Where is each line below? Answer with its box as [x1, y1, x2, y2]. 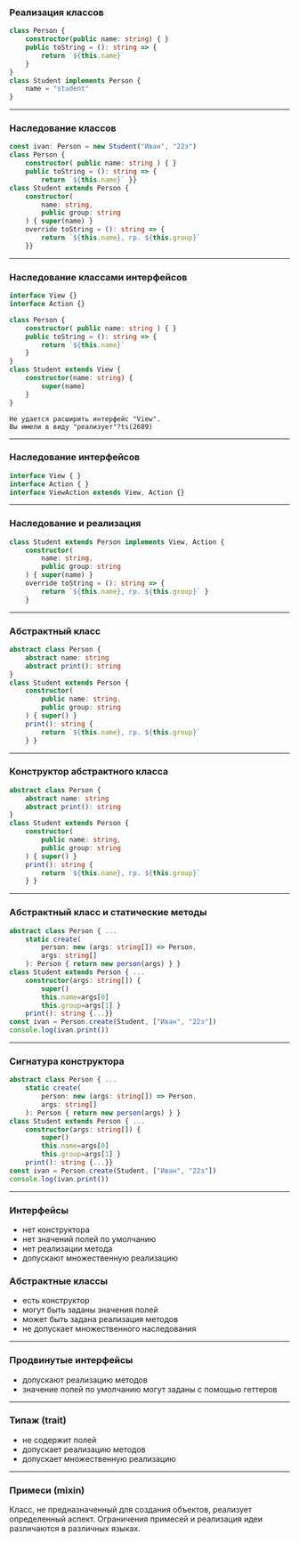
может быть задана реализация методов [21, 1314, 179, 1325]
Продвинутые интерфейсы [9, 1354, 133, 1367]
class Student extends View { [9, 365, 122, 375]
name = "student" [25, 85, 90, 93]
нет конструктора [21, 1224, 91, 1235]
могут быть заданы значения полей [21, 1304, 158, 1315]
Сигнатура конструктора [9, 1055, 125, 1067]
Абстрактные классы [9, 1275, 109, 1287]
